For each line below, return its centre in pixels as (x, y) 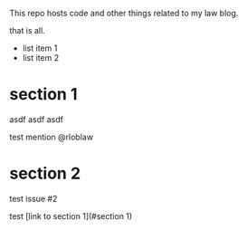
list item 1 (40, 48)
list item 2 (41, 57)
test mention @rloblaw (51, 137)
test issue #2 (33, 198)
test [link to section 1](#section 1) (71, 216)
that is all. (27, 30)
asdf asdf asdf (36, 119)
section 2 (45, 173)
